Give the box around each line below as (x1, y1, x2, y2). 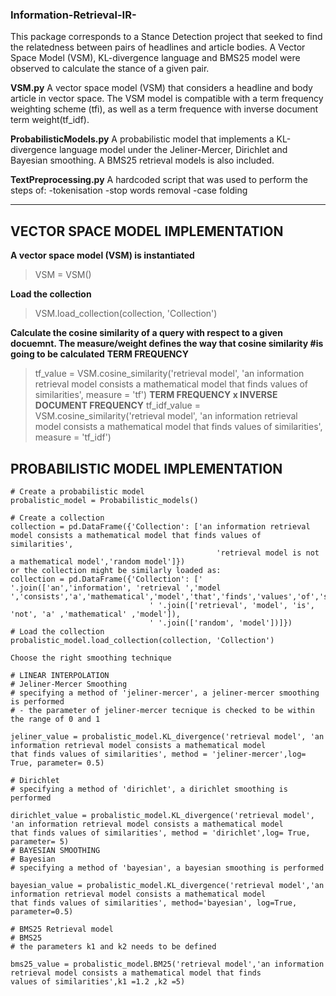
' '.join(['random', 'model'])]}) (148, 618, 293, 628)
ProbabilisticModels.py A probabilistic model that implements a (10, 133, 275, 145)
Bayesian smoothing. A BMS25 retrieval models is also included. (10, 154, 275, 167)
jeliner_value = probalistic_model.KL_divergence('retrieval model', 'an (10, 731, 325, 742)
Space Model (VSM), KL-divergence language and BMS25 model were (10, 52, 301, 64)
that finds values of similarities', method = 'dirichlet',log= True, (10, 828, 311, 838)
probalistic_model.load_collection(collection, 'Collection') (10, 635, 275, 645)
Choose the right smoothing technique (10, 653, 172, 663)
